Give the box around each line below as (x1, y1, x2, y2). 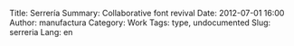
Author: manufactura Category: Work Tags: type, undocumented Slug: (9, 17, 271, 28)
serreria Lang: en (9, 27, 73, 37)
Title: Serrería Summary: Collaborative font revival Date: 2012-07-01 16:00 (9, 8, 285, 18)
